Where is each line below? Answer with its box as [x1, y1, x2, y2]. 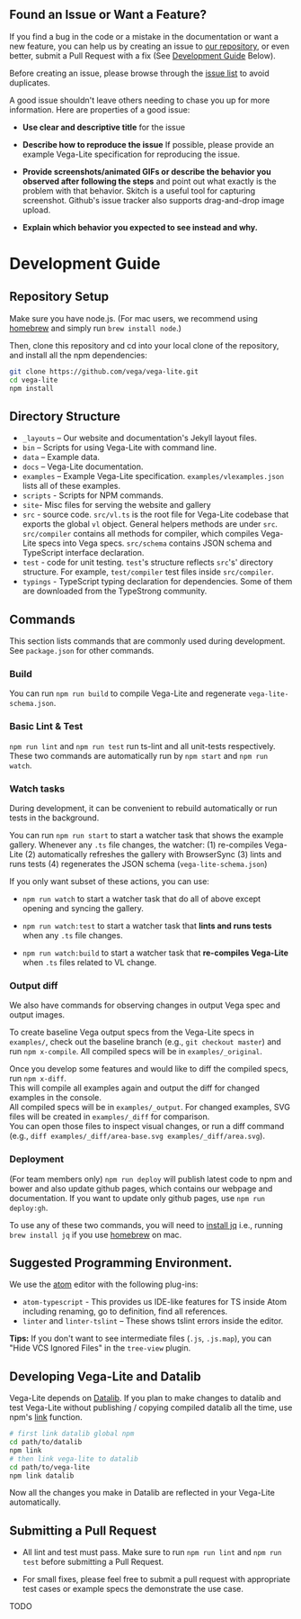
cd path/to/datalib [9, 1438, 83, 1447]
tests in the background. [9, 812, 100, 823]
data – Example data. [22, 452, 101, 463]
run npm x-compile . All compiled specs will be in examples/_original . [9, 1046, 263, 1057]
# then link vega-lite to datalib [9, 1454, 139, 1463]
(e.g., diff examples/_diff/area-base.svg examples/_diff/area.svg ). [9, 1130, 265, 1142]
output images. [9, 1009, 66, 1020]
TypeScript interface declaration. [22, 547, 145, 558]
